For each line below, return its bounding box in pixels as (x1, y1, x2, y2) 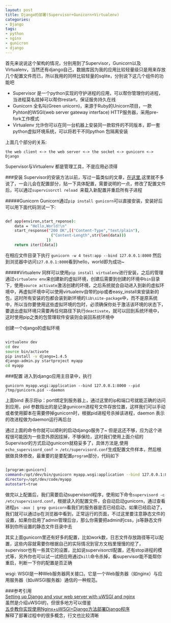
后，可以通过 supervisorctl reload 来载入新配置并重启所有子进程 (5, 187, 142, 193)
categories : (5, 17, 31, 22)
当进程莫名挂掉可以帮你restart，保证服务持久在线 (12, 96, 116, 102)
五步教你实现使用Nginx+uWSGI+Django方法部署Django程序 (5, 606, 130, 612)
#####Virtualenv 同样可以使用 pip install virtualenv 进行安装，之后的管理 (5, 269, 164, 275)
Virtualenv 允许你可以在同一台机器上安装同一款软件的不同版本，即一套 (12, 122, 160, 128)
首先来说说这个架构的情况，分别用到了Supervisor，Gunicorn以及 (5, 60, 141, 66)
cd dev (5, 344, 19, 349)
